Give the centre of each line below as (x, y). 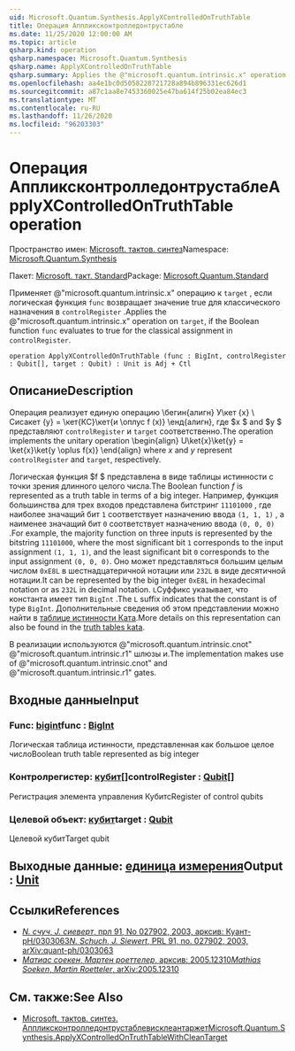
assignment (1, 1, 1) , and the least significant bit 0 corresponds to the (139, 552)
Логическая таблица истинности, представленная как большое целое (142, 745)
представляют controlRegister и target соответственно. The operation (141, 431)
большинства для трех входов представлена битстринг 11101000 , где (140, 505)
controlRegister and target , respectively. (85, 459)
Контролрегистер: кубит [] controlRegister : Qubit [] (122, 777)
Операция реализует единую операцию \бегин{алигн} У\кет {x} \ (132, 412)
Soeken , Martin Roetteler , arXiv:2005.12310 (100, 970)
